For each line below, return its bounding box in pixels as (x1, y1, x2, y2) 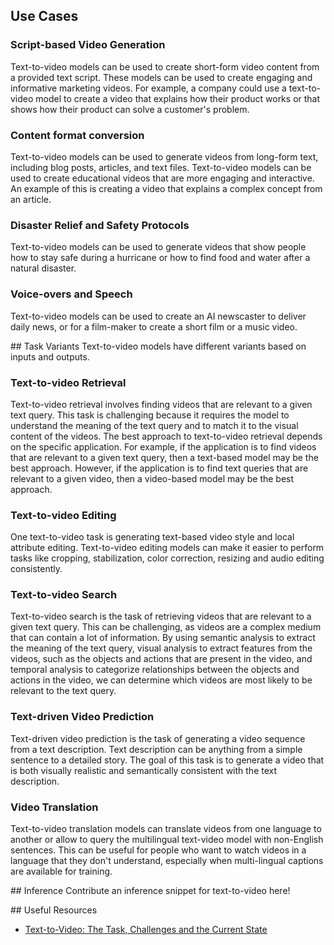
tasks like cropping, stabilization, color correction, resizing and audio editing (10, 552, 325, 564)
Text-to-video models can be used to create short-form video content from (10, 60, 320, 73)
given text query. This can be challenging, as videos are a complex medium (10, 621, 322, 633)
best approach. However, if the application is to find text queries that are (10, 462, 309, 474)
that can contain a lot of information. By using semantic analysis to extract (10, 632, 316, 644)
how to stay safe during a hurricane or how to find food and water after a (10, 252, 311, 264)
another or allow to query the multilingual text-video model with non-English (10, 834, 324, 846)
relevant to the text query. (10, 685, 117, 697)
